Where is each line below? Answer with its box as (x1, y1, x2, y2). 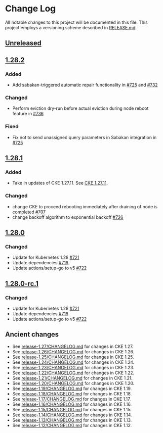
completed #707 (12, 209, 46, 215)
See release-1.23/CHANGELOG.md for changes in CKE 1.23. (12, 364, 134, 370)
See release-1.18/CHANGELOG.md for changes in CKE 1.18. (12, 390, 132, 396)
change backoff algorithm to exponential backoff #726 (12, 214, 123, 220)
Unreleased (5, 39, 42, 48)
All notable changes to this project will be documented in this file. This (5, 19, 148, 25)
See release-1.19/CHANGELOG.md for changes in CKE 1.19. (12, 385, 132, 391)
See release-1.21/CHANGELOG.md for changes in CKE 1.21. (12, 375, 133, 381)
